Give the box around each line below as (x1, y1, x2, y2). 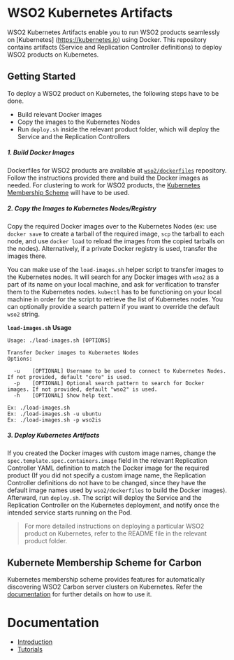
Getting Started (7, 71, 76, 82)
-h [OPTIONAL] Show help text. (13, 392, 114, 399)
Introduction (17, 638, 53, 646)
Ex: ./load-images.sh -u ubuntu (7, 410, 101, 417)
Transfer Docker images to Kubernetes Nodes (7, 349, 139, 356)
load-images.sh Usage (7, 323, 72, 331)
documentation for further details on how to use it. (7, 590, 152, 598)
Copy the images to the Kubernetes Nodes (17, 117, 140, 126)
